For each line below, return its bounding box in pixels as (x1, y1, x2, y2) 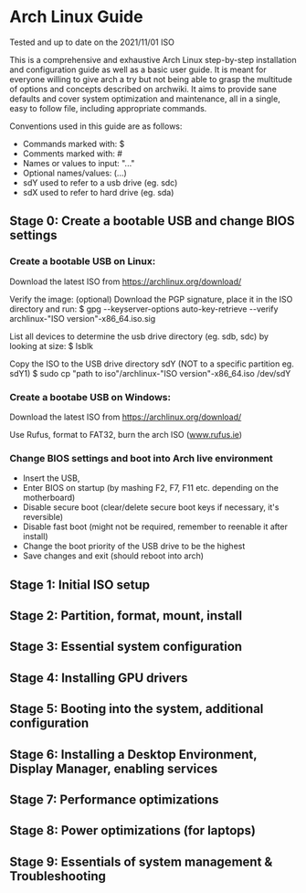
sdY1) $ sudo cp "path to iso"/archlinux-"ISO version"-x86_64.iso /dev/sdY (9, 367, 291, 378)
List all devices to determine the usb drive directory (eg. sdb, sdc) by (9, 331, 269, 342)
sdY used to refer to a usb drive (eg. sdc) (22, 176, 178, 188)
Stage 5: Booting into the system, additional (9, 701, 264, 717)
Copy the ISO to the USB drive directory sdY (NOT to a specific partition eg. (9, 358, 294, 369)
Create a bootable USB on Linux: (9, 255, 156, 268)
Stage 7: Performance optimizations (9, 792, 219, 807)
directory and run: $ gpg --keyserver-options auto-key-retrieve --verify (9, 303, 279, 314)
